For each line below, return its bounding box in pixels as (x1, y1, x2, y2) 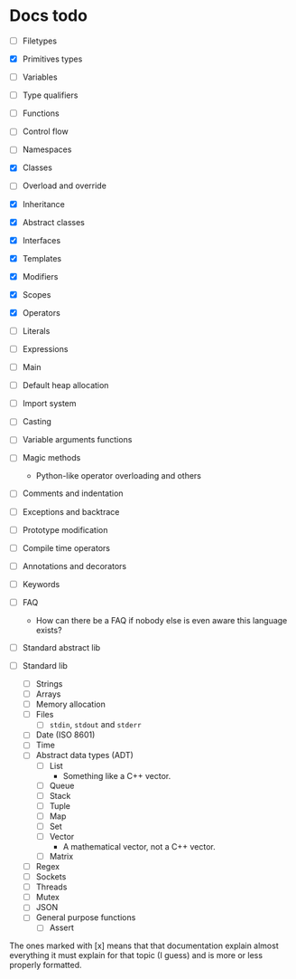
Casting (22, 416, 52, 427)
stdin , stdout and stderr (49, 719, 142, 730)
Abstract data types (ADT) (35, 750, 134, 761)
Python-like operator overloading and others (35, 470, 201, 481)
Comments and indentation (22, 488, 124, 499)
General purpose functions (35, 912, 136, 923)
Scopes (22, 289, 51, 299)
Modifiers (22, 271, 59, 281)
